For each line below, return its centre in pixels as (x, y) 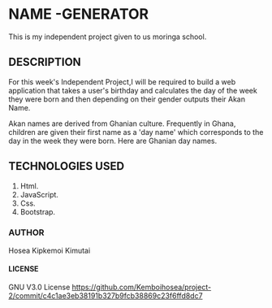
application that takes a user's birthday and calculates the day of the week (133, 90)
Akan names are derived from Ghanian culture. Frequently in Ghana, (122, 124)
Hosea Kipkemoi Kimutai (50, 250)
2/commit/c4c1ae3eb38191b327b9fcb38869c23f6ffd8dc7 (106, 296)
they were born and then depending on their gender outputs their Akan (127, 99)
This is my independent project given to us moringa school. (108, 37)
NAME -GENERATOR (79, 14)
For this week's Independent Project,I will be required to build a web (122, 81)
